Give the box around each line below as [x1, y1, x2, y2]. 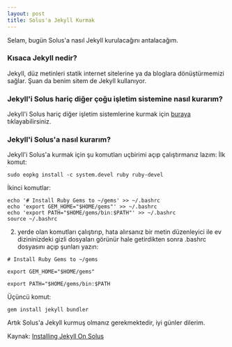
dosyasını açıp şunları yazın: [17, 242, 99, 251]
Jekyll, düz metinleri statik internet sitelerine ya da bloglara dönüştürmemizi [7, 69, 224, 77]
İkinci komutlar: [7, 184, 51, 192]
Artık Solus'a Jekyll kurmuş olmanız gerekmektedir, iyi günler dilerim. [7, 318, 206, 327]
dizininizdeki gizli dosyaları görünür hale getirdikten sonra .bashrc [17, 235, 207, 244]
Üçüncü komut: [7, 293, 52, 301]
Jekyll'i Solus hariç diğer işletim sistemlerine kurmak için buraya [7, 110, 192, 119]
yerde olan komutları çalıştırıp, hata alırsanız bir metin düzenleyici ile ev [17, 228, 222, 236]
